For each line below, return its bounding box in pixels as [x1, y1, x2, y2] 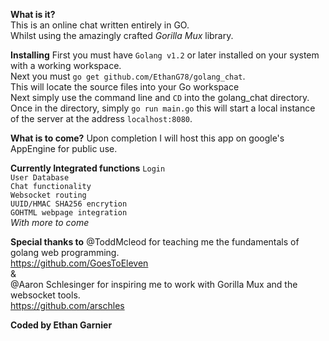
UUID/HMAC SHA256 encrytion [10, 199, 128, 209]
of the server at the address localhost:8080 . [10, 113, 193, 124]
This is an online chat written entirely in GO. [10, 19, 190, 31]
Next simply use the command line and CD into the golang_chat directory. [10, 92, 310, 103]
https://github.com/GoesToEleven [10, 257, 149, 269]
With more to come [10, 217, 90, 228]
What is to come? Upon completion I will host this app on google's [10, 132, 285, 144]
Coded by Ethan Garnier [10, 319, 113, 331]
